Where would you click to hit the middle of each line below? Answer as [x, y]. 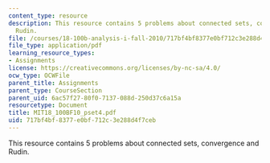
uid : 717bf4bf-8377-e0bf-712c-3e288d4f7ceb [82, 120]
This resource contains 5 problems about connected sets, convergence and [134, 143]
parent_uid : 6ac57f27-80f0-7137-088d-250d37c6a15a [95, 98]
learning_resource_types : [51, 53]
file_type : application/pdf [55, 46]
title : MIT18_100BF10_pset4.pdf [62, 113]
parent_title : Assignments [53, 83]
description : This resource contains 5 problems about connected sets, [131, 23]
